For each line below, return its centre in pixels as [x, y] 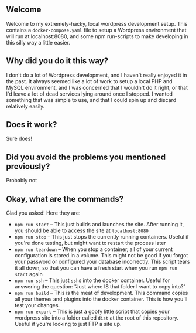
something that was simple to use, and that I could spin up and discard [91, 100]
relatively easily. [25, 106]
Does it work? [32, 125]
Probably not [22, 181]
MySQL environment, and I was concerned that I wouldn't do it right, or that [97, 87]
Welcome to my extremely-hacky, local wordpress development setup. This [97, 23]
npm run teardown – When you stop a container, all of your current [94, 249]
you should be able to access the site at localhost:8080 [82, 230]
